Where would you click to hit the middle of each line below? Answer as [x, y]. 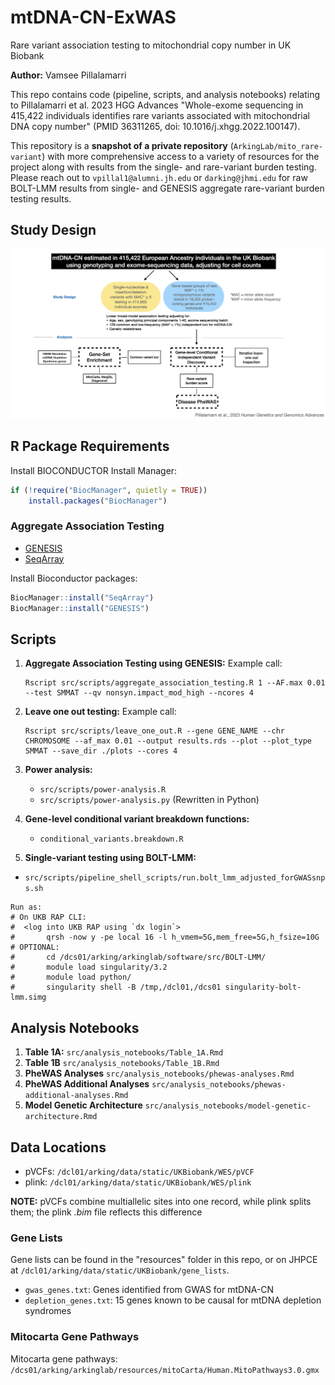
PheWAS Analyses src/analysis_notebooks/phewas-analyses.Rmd [159, 1073]
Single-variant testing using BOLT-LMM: [110, 858]
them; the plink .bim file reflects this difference [106, 1212]
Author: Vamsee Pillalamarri [68, 75]
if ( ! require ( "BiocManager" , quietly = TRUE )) [109, 490]
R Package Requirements [90, 446]
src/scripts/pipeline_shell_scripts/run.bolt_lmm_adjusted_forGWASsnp [175, 878]
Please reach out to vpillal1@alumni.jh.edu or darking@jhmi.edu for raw [159, 177]
